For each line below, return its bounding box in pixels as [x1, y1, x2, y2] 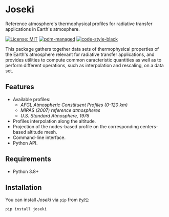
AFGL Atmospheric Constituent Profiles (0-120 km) [20, 102, 128, 108]
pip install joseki [5, 207, 47, 212]
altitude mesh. [27, 129, 57, 135]
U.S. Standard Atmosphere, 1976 [20, 112, 90, 119]
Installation [5, 183, 42, 192]
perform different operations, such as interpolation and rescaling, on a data [5, 62, 164, 68]
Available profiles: [12, 96, 51, 102]
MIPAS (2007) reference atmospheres [20, 107, 101, 113]
